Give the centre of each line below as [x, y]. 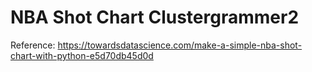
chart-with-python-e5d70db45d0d [82, 55]
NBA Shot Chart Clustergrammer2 [155, 17]
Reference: [33, 45]
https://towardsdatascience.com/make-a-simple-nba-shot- [180, 45]
